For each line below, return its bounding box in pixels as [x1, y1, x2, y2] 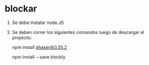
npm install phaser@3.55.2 [11, 44, 67, 50]
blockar [4, 3, 37, 14]
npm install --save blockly [11, 53, 66, 60]
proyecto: [11, 34, 32, 40]
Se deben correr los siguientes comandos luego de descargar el [11, 29, 144, 35]
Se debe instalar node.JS [11, 19, 64, 25]
